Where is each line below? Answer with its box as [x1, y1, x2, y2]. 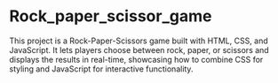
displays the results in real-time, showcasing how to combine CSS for [9, 54, 264, 64]
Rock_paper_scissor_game [9, 6, 212, 26]
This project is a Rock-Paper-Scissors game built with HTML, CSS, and [9, 35, 268, 46]
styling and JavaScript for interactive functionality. [9, 64, 194, 74]
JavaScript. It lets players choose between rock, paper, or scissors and [9, 44, 269, 55]
